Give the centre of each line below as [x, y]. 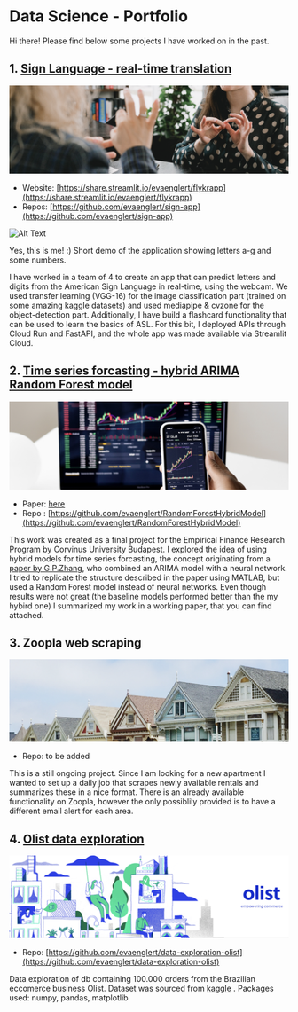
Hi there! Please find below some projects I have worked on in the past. [139, 41]
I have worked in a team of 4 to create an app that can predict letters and [143, 277]
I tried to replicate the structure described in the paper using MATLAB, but [145, 577]
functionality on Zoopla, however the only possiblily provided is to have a [142, 802]
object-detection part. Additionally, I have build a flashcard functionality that [148, 314]
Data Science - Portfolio [99, 16]
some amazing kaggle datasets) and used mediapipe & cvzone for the [137, 305]
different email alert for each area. [71, 811]
